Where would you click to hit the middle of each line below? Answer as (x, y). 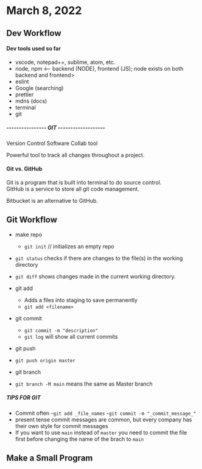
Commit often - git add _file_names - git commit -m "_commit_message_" (106, 413)
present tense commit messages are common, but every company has (103, 419)
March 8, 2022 (44, 11)
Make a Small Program (50, 458)
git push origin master (45, 361)
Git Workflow (32, 220)
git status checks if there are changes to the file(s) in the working (99, 258)
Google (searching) (39, 88)
